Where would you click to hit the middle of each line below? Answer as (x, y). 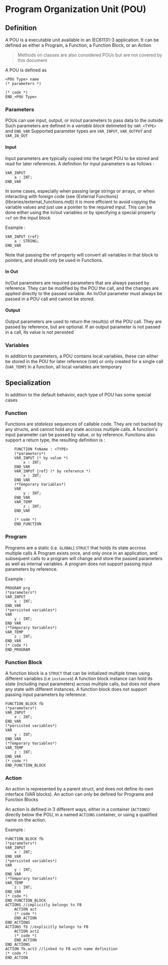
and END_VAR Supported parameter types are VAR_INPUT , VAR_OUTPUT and (78, 131)
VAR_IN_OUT (17, 136)
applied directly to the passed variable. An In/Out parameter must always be (84, 293)
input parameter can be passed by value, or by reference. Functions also (80, 435)
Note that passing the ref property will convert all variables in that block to (82, 254)
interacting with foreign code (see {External (50, 196)
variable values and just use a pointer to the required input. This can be (79, 207)
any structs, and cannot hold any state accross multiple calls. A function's (81, 429)
